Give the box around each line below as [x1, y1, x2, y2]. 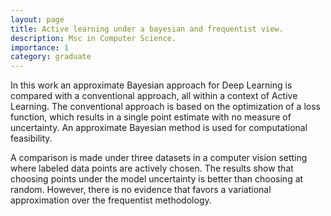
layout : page [10, 14, 65, 25]
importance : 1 [10, 42, 70, 53]
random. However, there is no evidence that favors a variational [10, 184, 272, 196]
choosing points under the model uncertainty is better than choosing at [10, 173, 304, 185]
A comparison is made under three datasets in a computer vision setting [10, 152, 308, 164]
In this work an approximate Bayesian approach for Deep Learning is [10, 79, 293, 91]
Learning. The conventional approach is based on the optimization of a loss [10, 101, 321, 113]
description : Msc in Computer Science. [10, 33, 177, 43]
